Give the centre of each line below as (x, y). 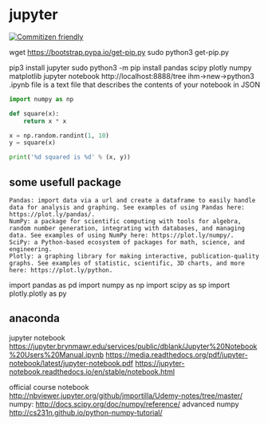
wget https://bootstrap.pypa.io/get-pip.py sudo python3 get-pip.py (119, 52)
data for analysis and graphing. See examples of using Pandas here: (127, 207)
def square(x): (34, 113)
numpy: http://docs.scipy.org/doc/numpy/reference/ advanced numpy (124, 403)
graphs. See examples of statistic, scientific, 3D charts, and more (127, 263)
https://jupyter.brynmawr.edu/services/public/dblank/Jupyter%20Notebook (133, 346)
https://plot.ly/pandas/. (52, 214)
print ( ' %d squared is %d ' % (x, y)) (70, 157)
